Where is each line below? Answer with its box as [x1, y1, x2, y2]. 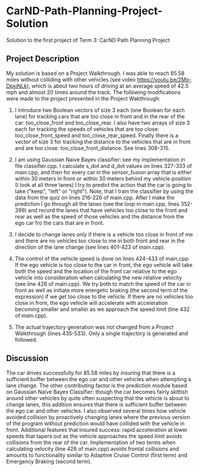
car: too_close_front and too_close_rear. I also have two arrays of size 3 [14, 119, 190, 126]
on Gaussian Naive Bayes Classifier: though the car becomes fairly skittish [6, 388, 188, 395]
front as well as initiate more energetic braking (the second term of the [14, 286, 188, 294]
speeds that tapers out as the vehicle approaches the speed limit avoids [6, 432, 182, 439]
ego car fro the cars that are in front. [14, 219, 105, 226]
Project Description [6, 54, 80, 64]
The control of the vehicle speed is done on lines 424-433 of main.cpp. [14, 255, 190, 262]
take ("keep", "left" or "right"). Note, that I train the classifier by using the [14, 188, 194, 195]
